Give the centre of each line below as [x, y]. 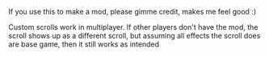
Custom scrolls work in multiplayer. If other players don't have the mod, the [133, 27]
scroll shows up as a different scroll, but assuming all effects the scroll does [134, 36]
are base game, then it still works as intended [84, 44]
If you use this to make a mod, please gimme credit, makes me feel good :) [132, 12]
